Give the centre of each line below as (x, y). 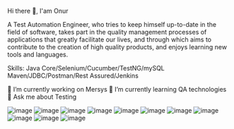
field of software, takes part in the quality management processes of (107, 32)
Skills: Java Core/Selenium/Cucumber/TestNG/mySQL (86, 68)
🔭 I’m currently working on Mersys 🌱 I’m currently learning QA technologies (117, 89)
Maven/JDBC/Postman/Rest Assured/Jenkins (73, 75)
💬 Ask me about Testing (42, 97)
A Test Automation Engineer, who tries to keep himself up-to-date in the (112, 24)
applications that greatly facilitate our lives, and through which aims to (110, 39)
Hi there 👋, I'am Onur (38, 11)
